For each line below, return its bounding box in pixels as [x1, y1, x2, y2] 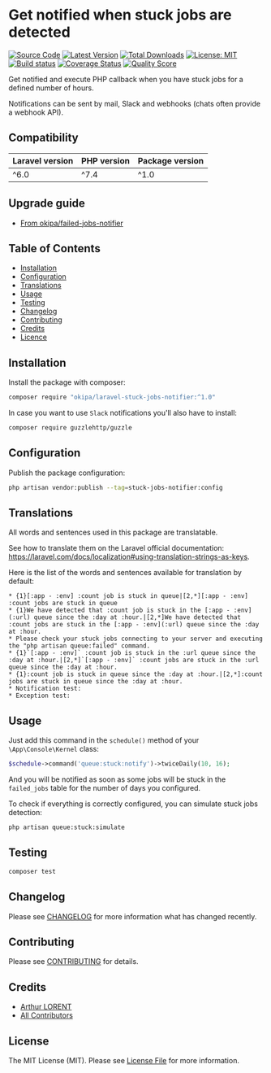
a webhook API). [8, 107, 63, 117]
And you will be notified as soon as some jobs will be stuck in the [8, 774, 226, 784]
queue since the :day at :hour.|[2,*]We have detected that [33, 613, 242, 622]
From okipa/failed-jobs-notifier [19, 218, 123, 228]
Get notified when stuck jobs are [8, 6, 233, 24]
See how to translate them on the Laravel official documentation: [8, 543, 225, 553]
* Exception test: [8, 691, 71, 700]
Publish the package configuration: [8, 468, 126, 478]
